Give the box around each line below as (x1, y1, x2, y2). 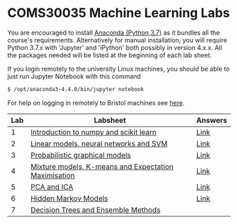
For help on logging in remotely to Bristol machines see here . (7, 98, 185, 107)
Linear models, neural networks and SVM (30, 138, 168, 148)
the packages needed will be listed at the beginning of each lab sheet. (7, 51, 212, 59)
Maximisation (30, 170, 75, 180)
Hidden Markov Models (30, 193, 108, 203)
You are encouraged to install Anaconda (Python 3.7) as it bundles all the (7, 28, 220, 37)
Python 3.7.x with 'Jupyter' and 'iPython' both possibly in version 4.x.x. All (7, 43, 222, 52)
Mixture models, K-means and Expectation (30, 161, 174, 171)
